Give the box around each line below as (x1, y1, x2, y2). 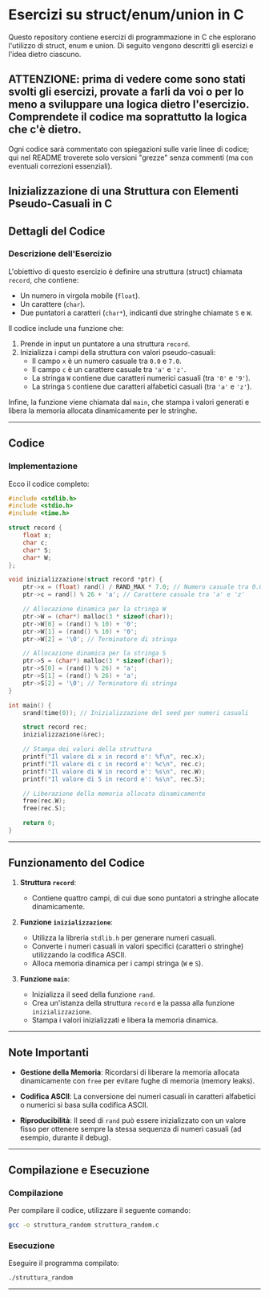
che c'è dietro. (8, 123, 82, 137)
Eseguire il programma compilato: (8, 1259, 119, 1268)
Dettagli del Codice (8, 224, 106, 238)
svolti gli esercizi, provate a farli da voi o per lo (8, 85, 244, 99)
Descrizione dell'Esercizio (8, 248, 112, 259)
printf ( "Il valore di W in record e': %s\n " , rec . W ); (22, 767, 206, 776)
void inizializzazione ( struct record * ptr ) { (8, 576, 163, 584)
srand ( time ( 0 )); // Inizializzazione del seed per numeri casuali (22, 708, 249, 716)
